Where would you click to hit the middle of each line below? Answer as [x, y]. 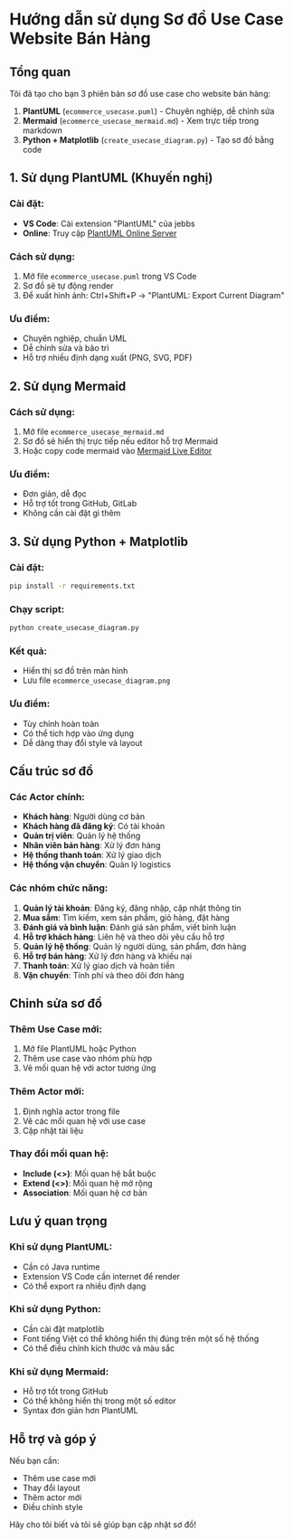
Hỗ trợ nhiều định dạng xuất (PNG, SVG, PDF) [107, 358]
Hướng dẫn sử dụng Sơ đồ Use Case [146, 19]
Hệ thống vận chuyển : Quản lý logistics [97, 864]
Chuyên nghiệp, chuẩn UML [75, 338]
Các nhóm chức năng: [59, 888]
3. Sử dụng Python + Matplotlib [99, 541]
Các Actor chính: [47, 797]
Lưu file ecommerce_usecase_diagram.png [96, 680]
